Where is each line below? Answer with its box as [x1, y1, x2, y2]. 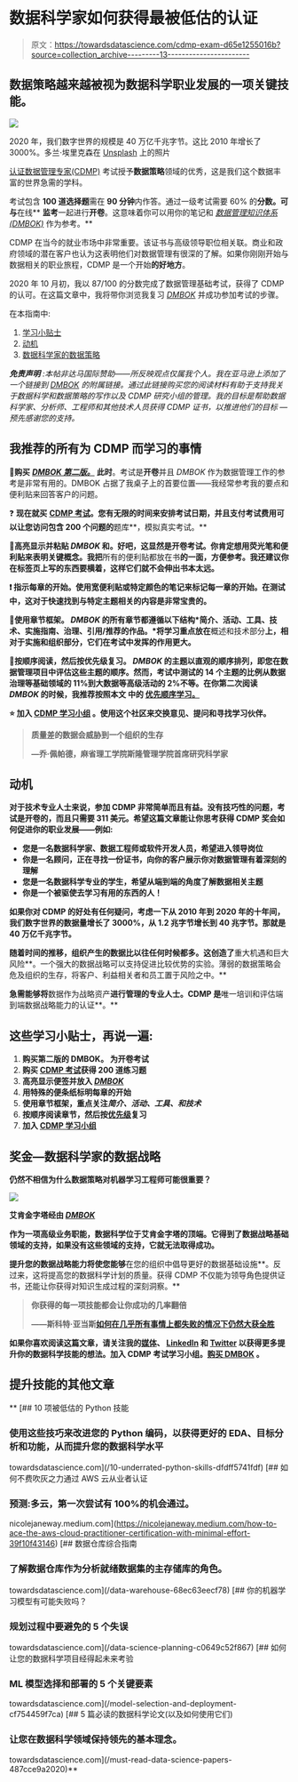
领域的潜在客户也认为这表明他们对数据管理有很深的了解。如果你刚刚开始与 [16, 248, 289, 259]
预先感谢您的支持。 [9, 413, 80, 423]
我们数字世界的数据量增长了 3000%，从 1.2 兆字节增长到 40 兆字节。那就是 [9, 918, 286, 928]
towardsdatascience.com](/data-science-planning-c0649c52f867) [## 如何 [9, 1642, 286, 1652]
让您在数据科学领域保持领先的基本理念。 [9, 1733, 182, 1746]
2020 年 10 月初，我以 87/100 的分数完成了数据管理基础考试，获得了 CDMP [9, 277, 285, 289]
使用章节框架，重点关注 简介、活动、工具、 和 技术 [21, 1098, 201, 1109]
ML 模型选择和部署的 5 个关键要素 [9, 1677, 153, 1690]
